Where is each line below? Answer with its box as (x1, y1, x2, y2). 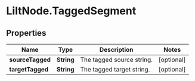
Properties (6, 28, 47, 38)
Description (99, 46, 134, 54)
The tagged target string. (80, 66, 150, 73)
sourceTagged (9, 55, 51, 64)
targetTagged (9, 66, 49, 73)
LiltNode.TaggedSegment (6, 4, 137, 18)
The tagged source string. (80, 55, 153, 64)
